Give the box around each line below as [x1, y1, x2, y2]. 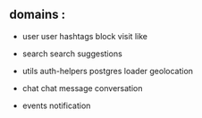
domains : [9, 7, 65, 22]
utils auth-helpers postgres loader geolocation [21, 65, 194, 76]
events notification [21, 100, 91, 111]
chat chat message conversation [21, 82, 143, 93]
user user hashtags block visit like [21, 30, 147, 41]
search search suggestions [21, 48, 122, 59]
